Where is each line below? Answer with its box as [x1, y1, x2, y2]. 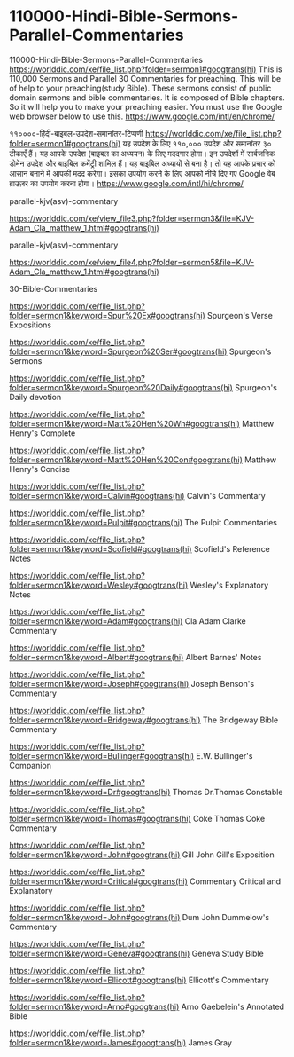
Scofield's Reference [193, 543, 270, 554]
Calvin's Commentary [186, 490, 266, 501]
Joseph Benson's [190, 678, 255, 689]
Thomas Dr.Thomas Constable [172, 786, 283, 797]
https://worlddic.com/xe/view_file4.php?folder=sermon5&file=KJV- [9, 256, 255, 267]
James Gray [188, 1037, 233, 1048]
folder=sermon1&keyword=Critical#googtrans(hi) [9, 876, 189, 887]
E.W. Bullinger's [196, 750, 253, 761]
